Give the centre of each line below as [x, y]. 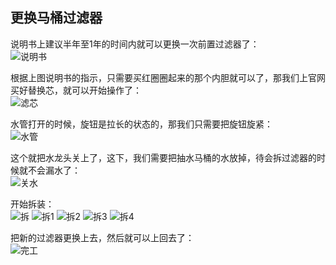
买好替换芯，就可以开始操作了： [76, 90]
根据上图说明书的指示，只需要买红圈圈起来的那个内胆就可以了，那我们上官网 [168, 77]
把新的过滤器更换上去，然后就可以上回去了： [102, 237]
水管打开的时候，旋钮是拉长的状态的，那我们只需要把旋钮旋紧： [141, 124]
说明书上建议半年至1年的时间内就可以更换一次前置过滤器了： [135, 44]
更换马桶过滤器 [56, 18]
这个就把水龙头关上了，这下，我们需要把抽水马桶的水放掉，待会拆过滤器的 [163, 157]
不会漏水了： [54, 170]
